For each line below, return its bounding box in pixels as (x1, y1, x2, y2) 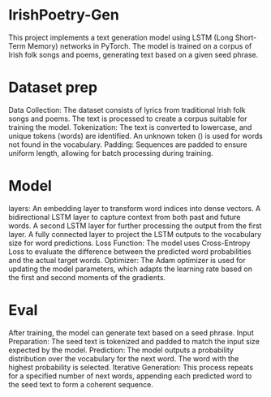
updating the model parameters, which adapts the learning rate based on (8, 264, 253, 274)
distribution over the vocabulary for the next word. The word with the (8, 353, 239, 363)
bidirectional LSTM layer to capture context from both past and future (8, 212, 241, 222)
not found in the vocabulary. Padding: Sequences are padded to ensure (8, 140, 247, 149)
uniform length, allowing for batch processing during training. (8, 148, 213, 158)
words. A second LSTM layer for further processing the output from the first (8, 221, 262, 231)
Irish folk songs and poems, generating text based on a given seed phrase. (8, 50, 259, 59)
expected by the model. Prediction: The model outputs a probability (8, 345, 234, 355)
